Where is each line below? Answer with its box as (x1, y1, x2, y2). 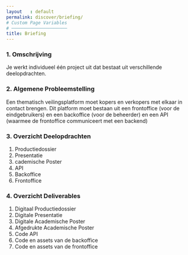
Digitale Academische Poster (14, 218, 86, 225)
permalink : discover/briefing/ (6, 14, 83, 20)
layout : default (6, 8, 54, 15)
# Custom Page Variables (6, 20, 67, 26)
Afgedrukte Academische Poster (14, 224, 95, 231)
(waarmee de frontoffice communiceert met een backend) (6, 117, 148, 125)
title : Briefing (6, 31, 46, 37)
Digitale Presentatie (14, 212, 63, 219)
